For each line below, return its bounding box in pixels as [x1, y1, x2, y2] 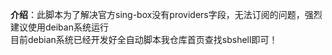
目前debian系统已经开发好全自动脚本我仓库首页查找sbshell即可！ [10, 34, 278, 45]
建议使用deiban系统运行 [10, 21, 109, 33]
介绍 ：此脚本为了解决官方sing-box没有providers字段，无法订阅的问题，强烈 [10, 9, 323, 20]
